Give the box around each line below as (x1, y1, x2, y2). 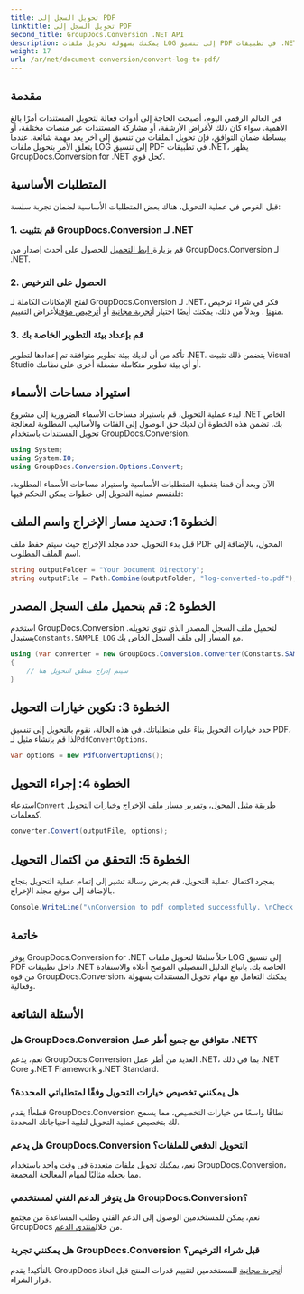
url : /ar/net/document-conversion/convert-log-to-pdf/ (10, 55, 221, 64)
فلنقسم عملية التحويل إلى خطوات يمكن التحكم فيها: (10, 488, 184, 499)
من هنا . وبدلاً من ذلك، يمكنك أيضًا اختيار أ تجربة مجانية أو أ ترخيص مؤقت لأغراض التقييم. (10, 306, 284, 317)
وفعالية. (10, 980, 36, 991)
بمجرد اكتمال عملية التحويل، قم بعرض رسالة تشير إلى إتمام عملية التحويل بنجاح (10, 876, 276, 887)
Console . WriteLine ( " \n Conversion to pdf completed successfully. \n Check (10, 903, 294, 912)
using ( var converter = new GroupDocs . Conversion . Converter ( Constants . (10, 650, 285, 659)
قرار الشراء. (10, 1274, 51, 1285)
